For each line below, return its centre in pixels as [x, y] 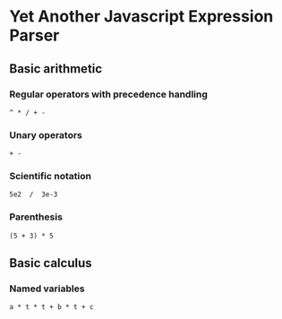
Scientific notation [51, 177]
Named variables [47, 289]
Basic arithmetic [56, 69]
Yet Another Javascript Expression [141, 17]
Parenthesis [36, 217]
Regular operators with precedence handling [109, 94]
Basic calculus [51, 263]
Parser [34, 35]
